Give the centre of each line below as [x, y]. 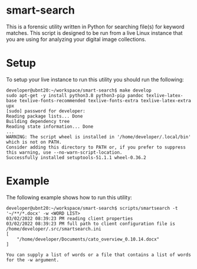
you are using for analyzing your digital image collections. [76, 39]
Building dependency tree [38, 121]
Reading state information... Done [50, 127]
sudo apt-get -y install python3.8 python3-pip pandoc [75, 95]
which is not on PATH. [34, 142]
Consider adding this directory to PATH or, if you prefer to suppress [96, 147]
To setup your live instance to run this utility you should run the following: [95, 79]
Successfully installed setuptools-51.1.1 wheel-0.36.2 [76, 157]
